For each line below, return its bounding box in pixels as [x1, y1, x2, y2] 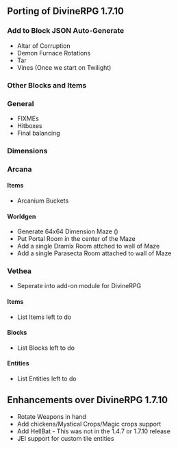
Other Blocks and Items [7, 80, 87, 90]
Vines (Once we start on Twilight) [16, 63, 112, 71]
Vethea [7, 266, 32, 276]
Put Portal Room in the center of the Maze [16, 235, 136, 243]
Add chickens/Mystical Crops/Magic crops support [16, 420, 162, 428]
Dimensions [7, 146, 48, 155]
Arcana [7, 164, 32, 174]
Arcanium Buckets [16, 196, 69, 205]
